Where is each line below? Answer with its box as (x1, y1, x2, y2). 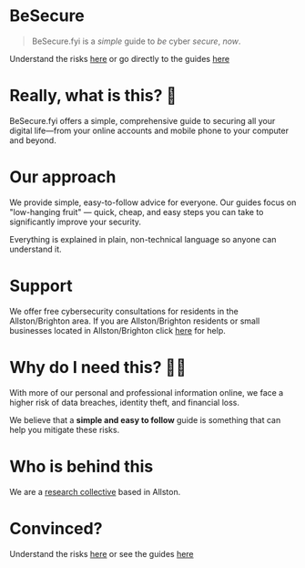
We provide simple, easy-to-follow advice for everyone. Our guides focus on (9, 197, 297, 208)
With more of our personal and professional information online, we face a (9, 387, 284, 398)
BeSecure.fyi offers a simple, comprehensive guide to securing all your (9, 115, 276, 126)
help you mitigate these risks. (9, 424, 120, 435)
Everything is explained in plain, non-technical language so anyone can (9, 233, 277, 244)
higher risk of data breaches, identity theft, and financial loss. (9, 397, 239, 408)
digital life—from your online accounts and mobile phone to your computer (9, 125, 290, 136)
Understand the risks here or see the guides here (9, 548, 194, 559)
